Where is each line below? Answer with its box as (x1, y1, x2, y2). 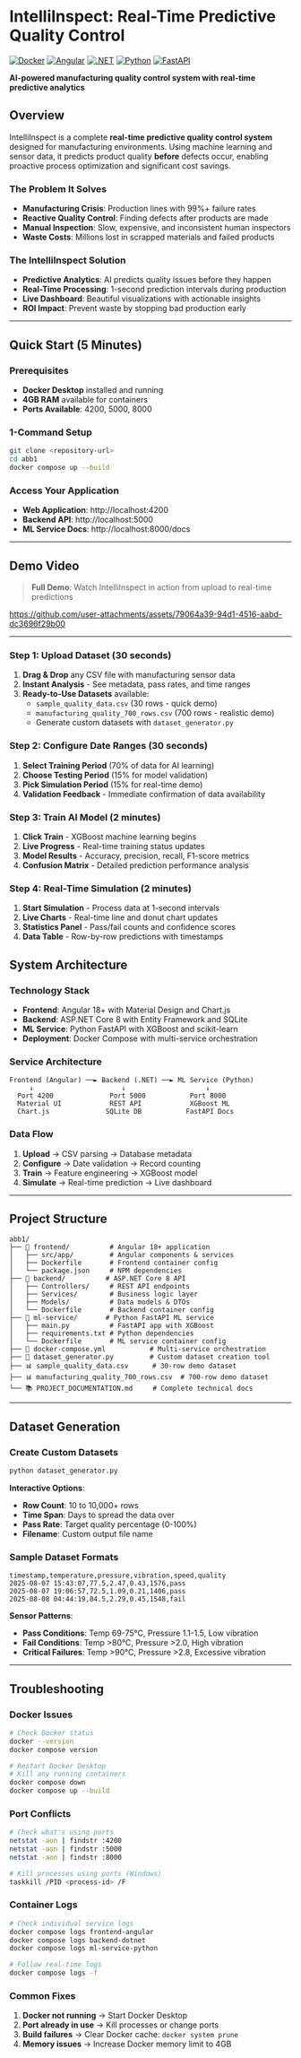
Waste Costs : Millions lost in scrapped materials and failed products (21, 231, 275, 243)
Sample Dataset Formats (9, 1550, 119, 1563)
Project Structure (9, 1211, 107, 1226)
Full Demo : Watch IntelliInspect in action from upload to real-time (30, 582, 272, 593)
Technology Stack (9, 984, 90, 996)
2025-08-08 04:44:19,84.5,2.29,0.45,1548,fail (9, 1594, 186, 1604)
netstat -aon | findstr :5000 (9, 1845, 123, 1854)
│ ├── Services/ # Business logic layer (9, 1290, 199, 1299)
